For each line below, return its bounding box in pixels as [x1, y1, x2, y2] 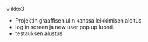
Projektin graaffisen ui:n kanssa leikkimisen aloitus [15, 17, 142, 24]
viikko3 [6, 5, 24, 12]
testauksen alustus [15, 30, 63, 37]
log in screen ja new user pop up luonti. [15, 24, 115, 30]
